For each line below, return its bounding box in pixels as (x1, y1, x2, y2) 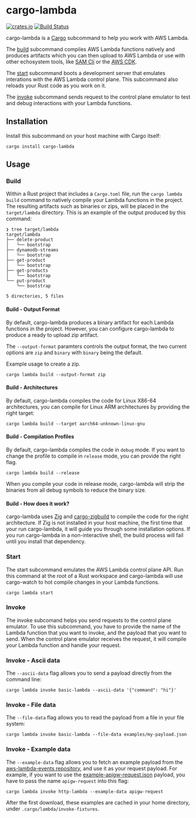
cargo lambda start (6, 590, 54, 596)
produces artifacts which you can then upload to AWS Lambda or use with (6, 52, 185, 59)
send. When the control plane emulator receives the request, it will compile (6, 635, 187, 643)
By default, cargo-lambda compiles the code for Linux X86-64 (6, 397, 156, 404)
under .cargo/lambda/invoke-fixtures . (6, 805, 99, 812)
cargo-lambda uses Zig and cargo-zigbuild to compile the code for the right (6, 513, 189, 520)
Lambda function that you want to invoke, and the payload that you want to (6, 629, 187, 636)
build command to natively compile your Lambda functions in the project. (6, 197, 184, 204)
